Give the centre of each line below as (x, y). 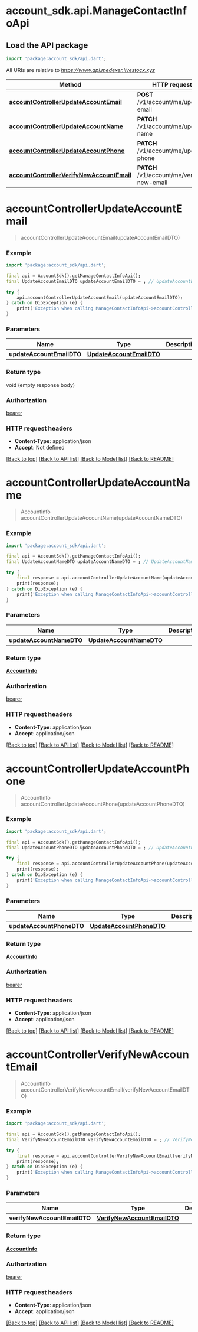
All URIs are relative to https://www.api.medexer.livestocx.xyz (81, 70)
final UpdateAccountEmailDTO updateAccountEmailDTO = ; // (80, 281)
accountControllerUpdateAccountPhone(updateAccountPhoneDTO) (103, 804)
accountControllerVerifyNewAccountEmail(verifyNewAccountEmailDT (105, 1090)
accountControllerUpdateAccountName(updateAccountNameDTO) (101, 518)
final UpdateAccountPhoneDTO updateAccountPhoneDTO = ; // (80, 848)
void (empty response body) (41, 385)
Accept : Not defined (39, 448)
